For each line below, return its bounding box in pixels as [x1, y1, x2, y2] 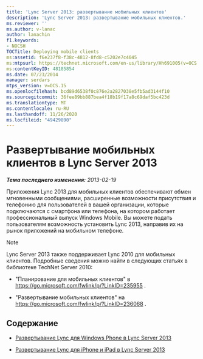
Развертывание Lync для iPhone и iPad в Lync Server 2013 [15, 346, 165, 353]
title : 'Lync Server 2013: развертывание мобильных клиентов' [6, 9, 167, 15]
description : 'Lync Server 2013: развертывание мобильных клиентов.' [6, 15, 187, 21]
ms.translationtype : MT [6, 100, 67, 106]
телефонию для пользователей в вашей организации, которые [6, 201, 169, 208]
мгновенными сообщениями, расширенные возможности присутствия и [6, 195, 196, 202]
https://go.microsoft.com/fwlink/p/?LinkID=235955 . [15, 282, 146, 289]
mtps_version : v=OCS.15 [6, 83, 67, 89]
